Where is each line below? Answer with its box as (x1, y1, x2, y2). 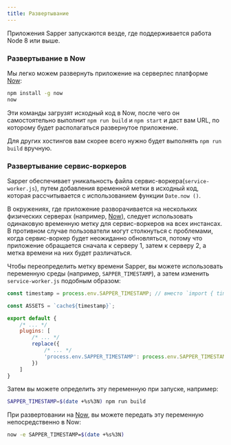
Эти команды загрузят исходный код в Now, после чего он (7, 108, 180, 117)
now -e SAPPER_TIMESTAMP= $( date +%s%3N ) (7, 431, 125, 438)
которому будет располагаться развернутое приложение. (7, 123, 179, 132)
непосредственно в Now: (7, 418, 81, 426)
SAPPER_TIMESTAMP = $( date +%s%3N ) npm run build (7, 398, 146, 405)
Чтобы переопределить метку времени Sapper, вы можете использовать (7, 262, 223, 270)
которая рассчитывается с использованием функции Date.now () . (7, 191, 201, 200)
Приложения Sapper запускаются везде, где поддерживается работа (7, 29, 212, 37)
